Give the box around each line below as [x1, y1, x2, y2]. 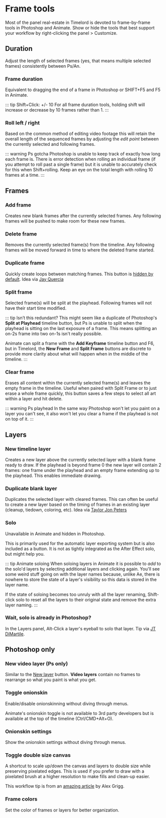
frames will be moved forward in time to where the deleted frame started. [5, 247, 155, 253]
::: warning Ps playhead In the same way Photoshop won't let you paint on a [5, 405, 160, 411]
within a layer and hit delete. [5, 396, 63, 402]
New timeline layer [5, 445, 51, 452]
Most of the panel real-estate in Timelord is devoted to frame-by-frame [5, 19, 151, 25]
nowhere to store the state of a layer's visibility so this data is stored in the [5, 576, 157, 583]
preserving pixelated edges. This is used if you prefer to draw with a [5, 768, 145, 774]
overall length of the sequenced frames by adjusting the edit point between [5, 136, 159, 142]
